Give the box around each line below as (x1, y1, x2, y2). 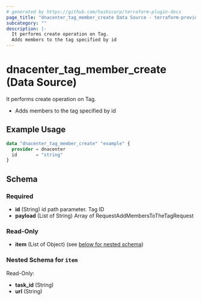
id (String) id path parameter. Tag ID (14, 205, 105, 213)
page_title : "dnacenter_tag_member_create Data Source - (6, 14, 152, 20)
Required (6, 192, 34, 200)
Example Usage (6, 125, 66, 135)
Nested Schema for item (6, 256, 78, 264)
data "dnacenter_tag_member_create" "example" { (6, 140, 130, 146)
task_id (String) (14, 281, 54, 288)
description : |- (6, 25, 47, 32)
